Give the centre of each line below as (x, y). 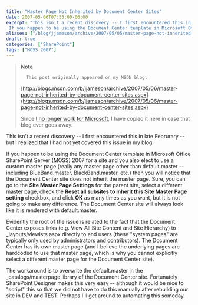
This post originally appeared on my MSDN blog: (87, 77)
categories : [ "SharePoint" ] (41, 45)
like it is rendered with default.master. (52, 210)
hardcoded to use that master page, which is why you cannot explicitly (92, 253)
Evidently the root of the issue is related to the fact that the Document (91, 221)
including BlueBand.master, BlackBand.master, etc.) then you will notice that (98, 173)
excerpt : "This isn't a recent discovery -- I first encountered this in (99, 22)
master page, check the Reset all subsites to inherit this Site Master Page (97, 191)
